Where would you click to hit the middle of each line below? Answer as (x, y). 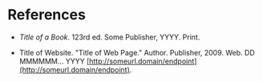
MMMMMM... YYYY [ (54, 61)
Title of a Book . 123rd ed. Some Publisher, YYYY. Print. (109, 37)
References (47, 15)
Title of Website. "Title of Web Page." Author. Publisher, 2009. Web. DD (137, 52)
